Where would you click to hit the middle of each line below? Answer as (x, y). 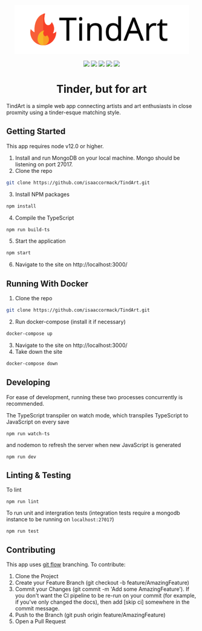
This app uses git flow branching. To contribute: (66, 565)
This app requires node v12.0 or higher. (55, 146)
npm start (19, 253)
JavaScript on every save (38, 422)
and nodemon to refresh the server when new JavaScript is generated (94, 445)
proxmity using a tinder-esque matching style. (64, 112)
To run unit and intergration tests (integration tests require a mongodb (93, 513)
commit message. (37, 609)
